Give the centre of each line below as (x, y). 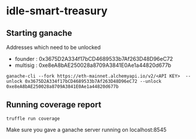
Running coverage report (54, 105)
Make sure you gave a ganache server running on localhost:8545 (86, 129)
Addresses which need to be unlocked (53, 47)
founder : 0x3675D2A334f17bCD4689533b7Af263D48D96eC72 (94, 59)
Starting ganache (39, 33)
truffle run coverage (33, 118)
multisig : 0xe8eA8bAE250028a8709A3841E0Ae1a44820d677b (93, 65)
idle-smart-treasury (57, 11)
